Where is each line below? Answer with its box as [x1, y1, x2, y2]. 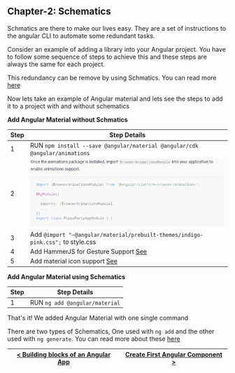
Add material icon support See [30, 257, 117, 265]
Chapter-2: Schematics [7, 6, 111, 17]
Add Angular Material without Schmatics [7, 115, 128, 124]
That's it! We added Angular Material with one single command [7, 314, 189, 322]
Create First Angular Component [124, 350, 222, 358]
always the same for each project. [7, 59, 106, 68]
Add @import [30, 230, 66, 238]
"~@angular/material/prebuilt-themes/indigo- [69, 231, 204, 238]
